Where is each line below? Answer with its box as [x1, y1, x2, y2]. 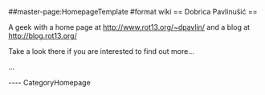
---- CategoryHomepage [8, 78, 91, 87]
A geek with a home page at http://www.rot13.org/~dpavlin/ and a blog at [8, 23, 251, 31]
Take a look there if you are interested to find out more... [8, 47, 195, 56]
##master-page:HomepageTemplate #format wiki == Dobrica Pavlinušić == [8, 7, 258, 16]
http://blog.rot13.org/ [8, 31, 78, 40]
